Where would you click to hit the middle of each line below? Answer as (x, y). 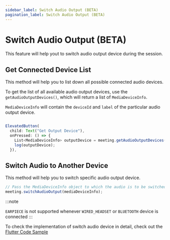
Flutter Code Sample (27, 232)
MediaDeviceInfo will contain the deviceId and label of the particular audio (83, 107)
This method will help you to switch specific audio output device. (73, 178)
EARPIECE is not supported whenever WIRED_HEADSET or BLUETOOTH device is (82, 212)
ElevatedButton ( (22, 126)
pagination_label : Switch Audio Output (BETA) (55, 15)
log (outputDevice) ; (35, 145)
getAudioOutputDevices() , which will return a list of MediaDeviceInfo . (76, 97)
